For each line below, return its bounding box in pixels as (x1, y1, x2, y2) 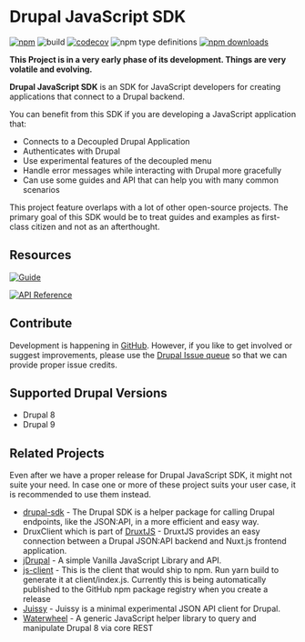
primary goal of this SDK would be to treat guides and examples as (9, 211, 260, 222)
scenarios (22, 184, 61, 195)
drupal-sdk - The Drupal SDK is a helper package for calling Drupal (22, 507, 275, 517)
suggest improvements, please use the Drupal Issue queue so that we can (9, 349, 288, 360)
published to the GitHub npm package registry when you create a (22, 584, 269, 595)
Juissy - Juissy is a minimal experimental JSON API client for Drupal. (22, 603, 280, 615)
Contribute (9, 316, 73, 331)
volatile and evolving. (9, 64, 93, 75)
